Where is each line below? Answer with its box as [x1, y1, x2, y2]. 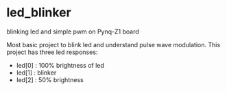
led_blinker [6, 5, 71, 21]
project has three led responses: [6, 48, 98, 56]
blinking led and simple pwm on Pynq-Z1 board [6, 27, 139, 36]
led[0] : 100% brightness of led [16, 61, 104, 69]
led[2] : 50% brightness [16, 75, 84, 83]
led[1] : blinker [16, 68, 57, 77]
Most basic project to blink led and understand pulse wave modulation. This [6, 40, 221, 49]
